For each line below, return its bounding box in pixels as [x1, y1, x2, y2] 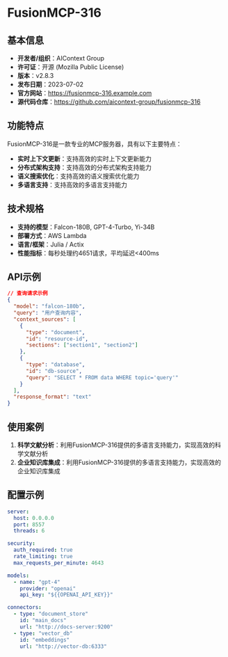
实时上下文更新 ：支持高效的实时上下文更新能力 [17, 155, 152, 163]
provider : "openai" [19, 585, 76, 592]
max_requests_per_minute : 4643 [13, 559, 104, 567]
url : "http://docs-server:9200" [19, 623, 113, 631]
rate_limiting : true [13, 553, 73, 560]
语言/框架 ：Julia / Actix [17, 240, 85, 248]
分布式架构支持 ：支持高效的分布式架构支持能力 [17, 163, 152, 171]
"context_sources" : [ [13, 315, 76, 323]
